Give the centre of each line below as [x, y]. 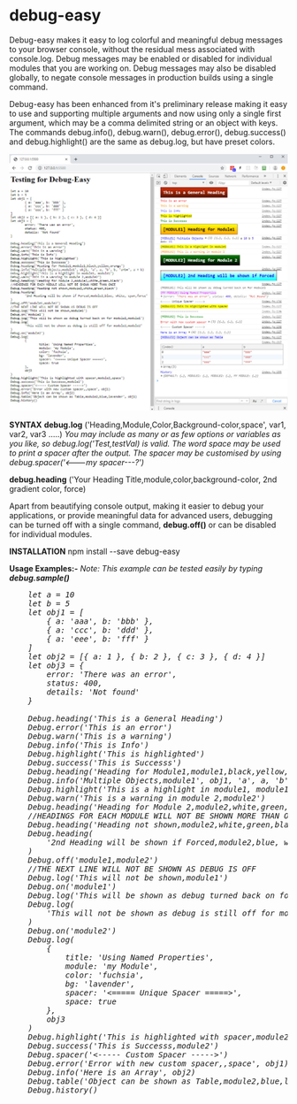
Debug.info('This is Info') [88, 745]
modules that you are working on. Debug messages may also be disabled [143, 68]
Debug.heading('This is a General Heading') [126, 719]
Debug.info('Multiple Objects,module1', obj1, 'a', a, [149, 781]
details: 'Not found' [93, 692]
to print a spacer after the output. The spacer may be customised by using [145, 453]
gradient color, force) [48, 489]
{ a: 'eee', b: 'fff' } [98, 639]
